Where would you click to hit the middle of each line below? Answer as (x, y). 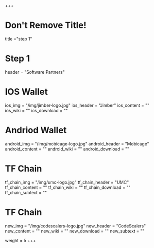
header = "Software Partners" (35, 72)
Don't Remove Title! (46, 25)
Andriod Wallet (36, 130)
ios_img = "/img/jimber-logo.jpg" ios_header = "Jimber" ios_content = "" (77, 105)
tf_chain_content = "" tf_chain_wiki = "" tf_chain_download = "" (68, 187)
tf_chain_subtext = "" (26, 192)
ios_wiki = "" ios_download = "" (36, 110)
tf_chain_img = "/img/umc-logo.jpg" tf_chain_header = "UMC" (67, 182)
